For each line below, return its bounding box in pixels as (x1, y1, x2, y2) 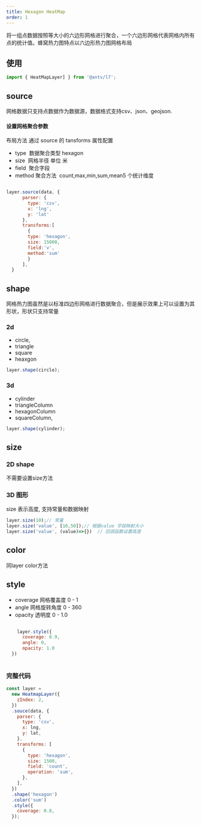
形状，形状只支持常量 (6, 308, 59, 315)
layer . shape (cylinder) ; (6, 425, 66, 431)
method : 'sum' (28, 250, 60, 256)
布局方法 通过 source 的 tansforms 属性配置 (6, 137, 114, 144)
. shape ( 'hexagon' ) (11, 791, 58, 797)
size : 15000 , (28, 239, 60, 245)
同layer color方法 (6, 562, 48, 569)
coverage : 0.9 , (22, 634, 60, 640)
